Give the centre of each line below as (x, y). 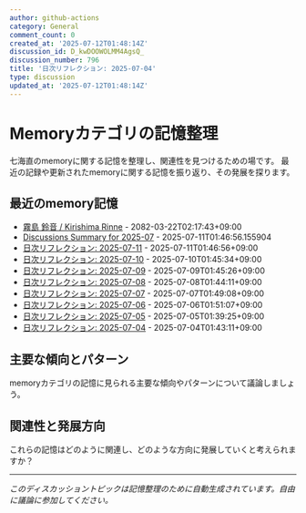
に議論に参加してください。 (61, 500)
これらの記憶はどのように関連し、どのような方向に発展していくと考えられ (149, 449)
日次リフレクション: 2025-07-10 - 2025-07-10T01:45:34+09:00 (142, 260)
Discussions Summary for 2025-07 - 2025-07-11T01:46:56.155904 (147, 237)
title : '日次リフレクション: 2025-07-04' (83, 69)
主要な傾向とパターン (69, 359)
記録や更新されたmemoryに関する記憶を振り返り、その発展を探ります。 (160, 172)
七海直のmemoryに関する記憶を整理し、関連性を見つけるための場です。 (144, 160)
